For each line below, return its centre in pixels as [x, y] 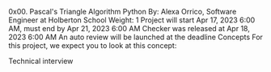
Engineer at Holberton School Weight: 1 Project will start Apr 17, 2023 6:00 [132, 20]
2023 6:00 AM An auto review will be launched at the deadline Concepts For [135, 37]
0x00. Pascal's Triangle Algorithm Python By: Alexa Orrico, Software [123, 12]
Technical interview [41, 61]
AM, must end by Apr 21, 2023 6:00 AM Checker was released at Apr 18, [129, 28]
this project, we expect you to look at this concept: [93, 46]
